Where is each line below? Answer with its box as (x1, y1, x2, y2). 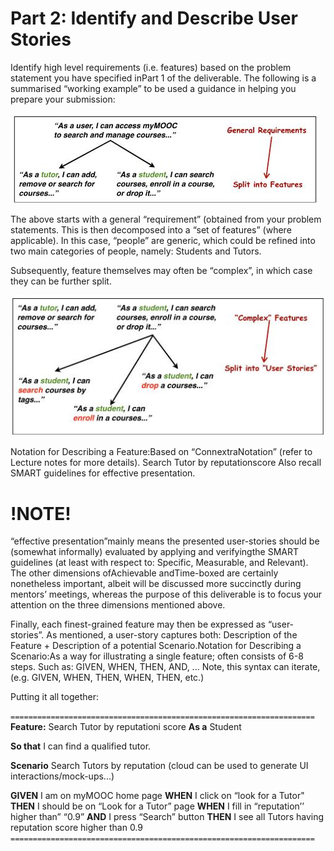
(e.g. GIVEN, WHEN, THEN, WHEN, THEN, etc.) (10, 672, 205, 684)
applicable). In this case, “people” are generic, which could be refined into (10, 234, 316, 246)
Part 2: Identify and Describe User (10, 7, 298, 30)
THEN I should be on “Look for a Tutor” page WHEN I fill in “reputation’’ (10, 800, 305, 812)
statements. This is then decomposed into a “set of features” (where (10, 223, 292, 236)
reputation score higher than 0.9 (10, 822, 143, 834)
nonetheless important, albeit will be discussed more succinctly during (10, 578, 302, 590)
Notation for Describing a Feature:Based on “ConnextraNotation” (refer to (10, 446, 313, 458)
